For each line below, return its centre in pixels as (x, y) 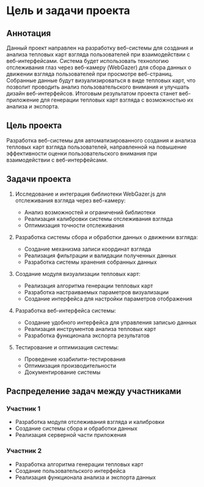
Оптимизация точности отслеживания (74, 225)
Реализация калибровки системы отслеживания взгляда (98, 218)
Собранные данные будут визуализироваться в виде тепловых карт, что (101, 80)
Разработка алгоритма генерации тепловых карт (79, 464)
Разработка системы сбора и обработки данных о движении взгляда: (107, 237)
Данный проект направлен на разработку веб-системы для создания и (100, 48)
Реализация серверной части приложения (71, 435)
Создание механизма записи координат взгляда (88, 249)
